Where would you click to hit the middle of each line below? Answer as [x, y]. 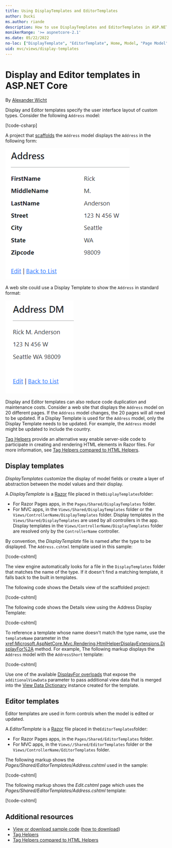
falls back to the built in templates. [41, 577]
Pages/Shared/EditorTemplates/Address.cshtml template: [66, 790]
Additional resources [39, 817]
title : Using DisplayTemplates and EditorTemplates [61, 11]
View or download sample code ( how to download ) [66, 829]
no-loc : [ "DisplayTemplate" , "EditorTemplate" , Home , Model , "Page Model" [87, 44]
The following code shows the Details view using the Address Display [79, 607]
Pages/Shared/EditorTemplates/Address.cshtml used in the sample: [77, 765]
